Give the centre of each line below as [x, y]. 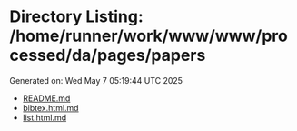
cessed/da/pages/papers [108, 55]
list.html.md [44, 117]
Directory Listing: [76, 17]
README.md [46, 98]
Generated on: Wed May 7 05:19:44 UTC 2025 [96, 80]
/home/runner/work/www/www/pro [148, 36]
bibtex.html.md [50, 107]
